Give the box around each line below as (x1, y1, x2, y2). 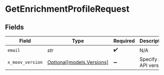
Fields (5, 23, 24, 31)
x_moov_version (7, 60, 43, 65)
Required (113, 38, 135, 44)
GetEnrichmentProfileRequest (5, 3, 130, 15)
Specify (139, 56, 158, 62)
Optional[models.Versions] (47, 59, 109, 66)
